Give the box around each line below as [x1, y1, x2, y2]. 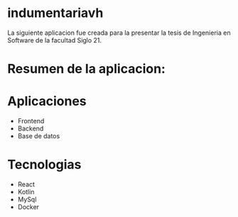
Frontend [17, 117, 45, 126]
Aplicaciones [7, 94, 87, 109]
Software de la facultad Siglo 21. [7, 35, 102, 44]
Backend [17, 124, 44, 133]
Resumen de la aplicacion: [7, 61, 166, 77]
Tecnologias [7, 157, 82, 173]
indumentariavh [7, 5, 104, 21]
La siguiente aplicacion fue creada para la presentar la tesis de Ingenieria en [7, 28, 231, 37]
